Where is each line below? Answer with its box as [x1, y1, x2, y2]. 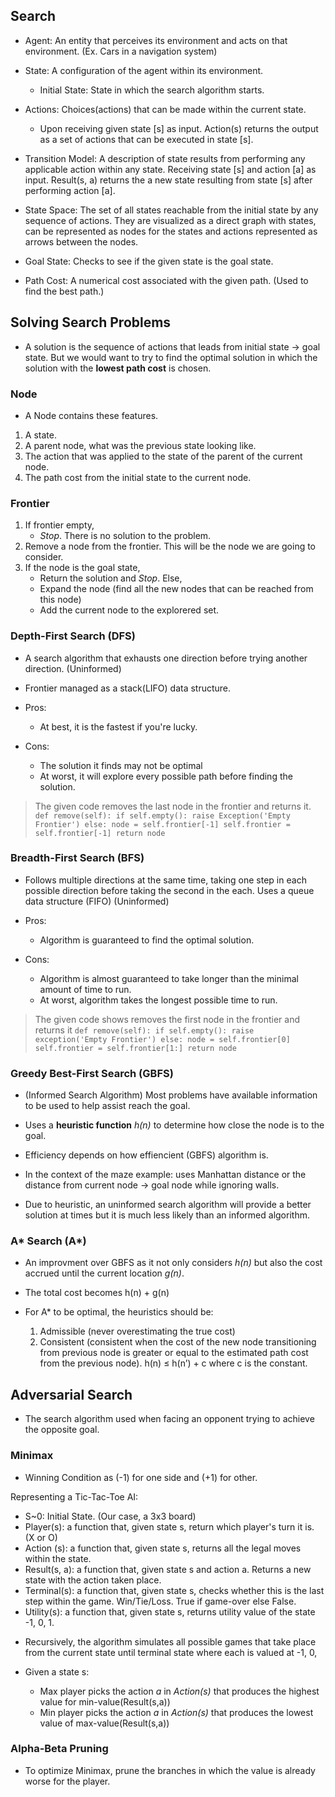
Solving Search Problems [10, 314, 172, 331]
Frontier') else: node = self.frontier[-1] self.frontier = [34, 819, 291, 829]
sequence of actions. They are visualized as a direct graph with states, [24, 214, 317, 226]
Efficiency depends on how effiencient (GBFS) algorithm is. [24, 1149, 269, 1161]
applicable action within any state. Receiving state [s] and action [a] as [24, 163, 317, 175]
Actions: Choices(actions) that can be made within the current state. [24, 103, 307, 115]
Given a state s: [24, 1665, 90, 1678]
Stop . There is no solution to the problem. [39, 530, 212, 542]
